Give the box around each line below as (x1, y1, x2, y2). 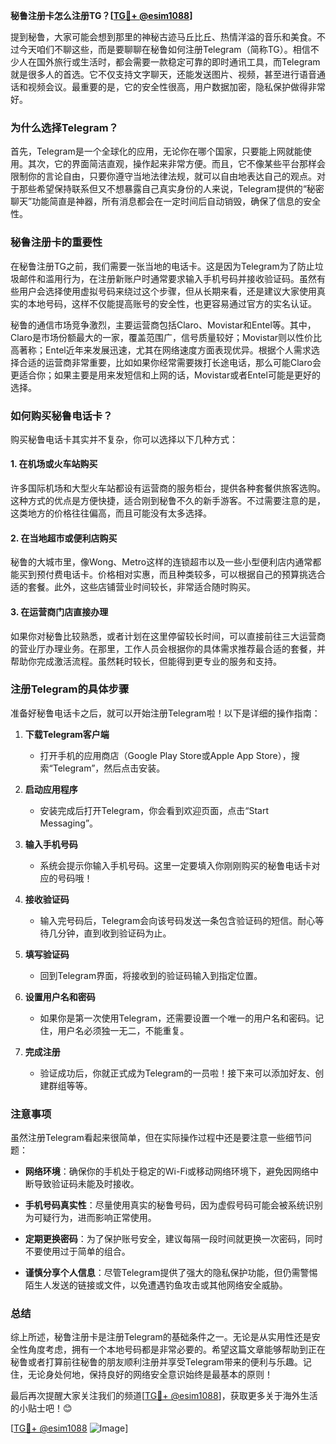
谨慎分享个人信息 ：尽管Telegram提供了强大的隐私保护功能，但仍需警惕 (24, 1267, 318, 1279)
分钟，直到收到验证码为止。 (57, 927, 172, 939)
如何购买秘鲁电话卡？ (10, 409, 113, 423)
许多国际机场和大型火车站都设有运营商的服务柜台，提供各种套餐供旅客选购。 (10, 482, 326, 494)
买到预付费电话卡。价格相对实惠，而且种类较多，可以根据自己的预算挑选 (18, 569, 317, 581)
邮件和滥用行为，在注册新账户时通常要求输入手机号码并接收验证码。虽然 (18, 272, 317, 284)
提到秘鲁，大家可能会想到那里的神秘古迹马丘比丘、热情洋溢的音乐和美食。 (10, 31, 317, 43)
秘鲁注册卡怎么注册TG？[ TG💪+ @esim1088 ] (10, 10, 193, 21)
